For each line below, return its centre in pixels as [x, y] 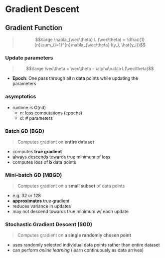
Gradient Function [34, 28]
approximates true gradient [41, 201]
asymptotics [21, 97]
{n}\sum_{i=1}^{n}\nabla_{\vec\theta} [72, 45]
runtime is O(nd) [29, 107]
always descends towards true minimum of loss [61, 157]
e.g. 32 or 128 [27, 196]
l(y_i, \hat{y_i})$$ [128, 45]
